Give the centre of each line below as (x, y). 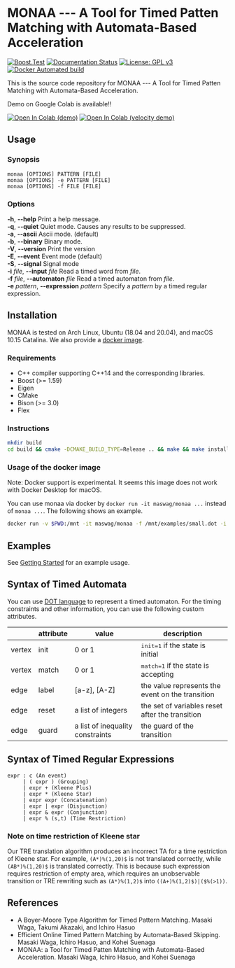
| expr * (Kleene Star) (57, 794)
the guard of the (168, 726)
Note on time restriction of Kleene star (73, 836)
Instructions (29, 428)
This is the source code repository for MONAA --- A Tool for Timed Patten (114, 83)
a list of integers (101, 710)
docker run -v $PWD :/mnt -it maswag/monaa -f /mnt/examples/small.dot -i (117, 524)
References (33, 903)
